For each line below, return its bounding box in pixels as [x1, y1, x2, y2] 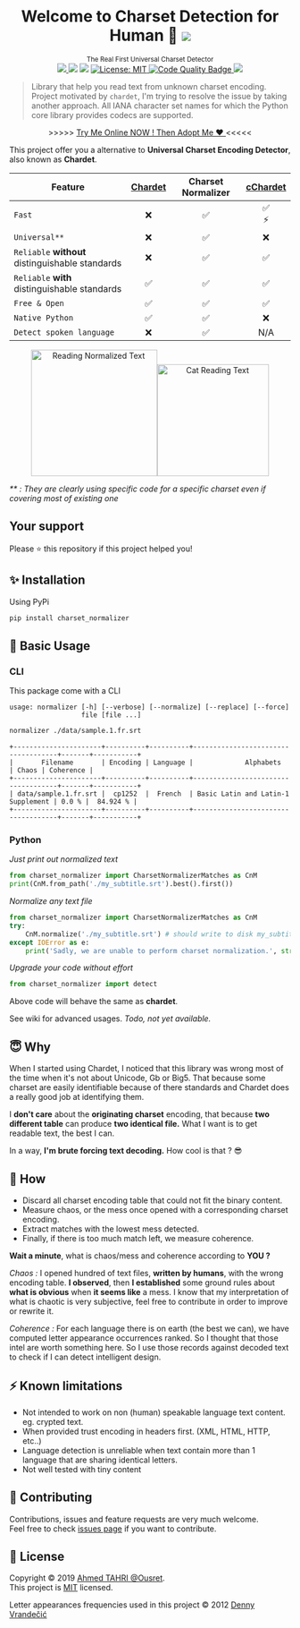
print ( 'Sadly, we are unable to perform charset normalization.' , [25, 946, 278, 955]
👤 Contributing [9, 1490, 93, 1505]
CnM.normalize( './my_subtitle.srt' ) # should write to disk [25, 929, 254, 939]
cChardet [245, 181, 287, 193]
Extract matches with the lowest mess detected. [21, 1223, 199, 1234]
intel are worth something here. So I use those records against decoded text [9, 1342, 289, 1352]
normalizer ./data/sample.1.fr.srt [9, 727, 142, 736]
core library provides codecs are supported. [30, 109, 194, 120]
